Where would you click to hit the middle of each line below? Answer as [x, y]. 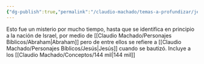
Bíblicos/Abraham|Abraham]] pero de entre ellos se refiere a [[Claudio [94, 42]
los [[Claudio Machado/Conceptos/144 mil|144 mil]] [71, 54]
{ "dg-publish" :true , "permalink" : [49, 12]
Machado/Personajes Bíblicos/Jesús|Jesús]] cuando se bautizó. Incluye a [99, 48]
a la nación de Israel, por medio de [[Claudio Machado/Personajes [89, 35]
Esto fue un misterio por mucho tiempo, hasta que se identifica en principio [100, 29]
